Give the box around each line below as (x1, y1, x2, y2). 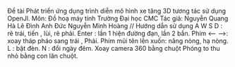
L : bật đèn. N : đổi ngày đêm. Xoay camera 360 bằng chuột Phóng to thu (7, 44, 220, 52)
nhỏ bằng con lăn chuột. (7, 51, 78, 60)
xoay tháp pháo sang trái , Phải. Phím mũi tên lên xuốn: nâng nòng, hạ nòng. (7, 37, 229, 45)
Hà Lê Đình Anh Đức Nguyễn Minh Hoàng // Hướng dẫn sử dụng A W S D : (7, 22, 223, 30)
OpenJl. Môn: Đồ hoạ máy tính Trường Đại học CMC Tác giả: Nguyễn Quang (7, 14, 229, 23)
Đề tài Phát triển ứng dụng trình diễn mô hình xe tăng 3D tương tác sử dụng (7, 7, 227, 15)
